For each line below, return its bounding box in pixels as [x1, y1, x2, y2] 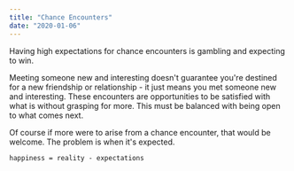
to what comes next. [9, 110, 84, 120]
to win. [9, 55, 34, 66]
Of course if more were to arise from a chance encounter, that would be [9, 127, 272, 137]
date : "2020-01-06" [9, 21, 81, 30]
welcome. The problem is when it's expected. [9, 136, 175, 147]
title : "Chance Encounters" [9, 12, 113, 22]
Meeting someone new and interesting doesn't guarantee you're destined [9, 72, 277, 82]
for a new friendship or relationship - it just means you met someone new [9, 82, 277, 92]
